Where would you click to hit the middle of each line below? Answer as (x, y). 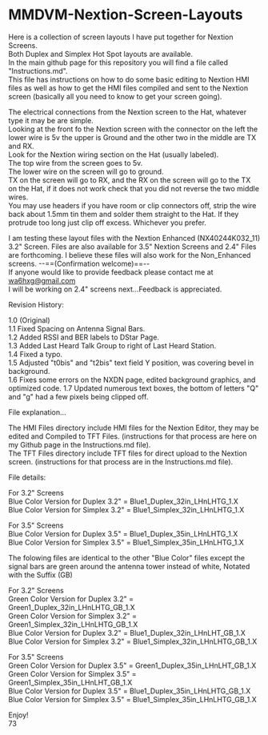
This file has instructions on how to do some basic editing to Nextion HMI (129, 79)
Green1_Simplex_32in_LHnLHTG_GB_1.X (73, 624)
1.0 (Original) (29, 320)
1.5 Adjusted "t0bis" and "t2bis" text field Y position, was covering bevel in (131, 363)
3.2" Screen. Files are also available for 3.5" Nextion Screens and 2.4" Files (132, 247)
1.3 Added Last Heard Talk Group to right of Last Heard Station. (112, 345)
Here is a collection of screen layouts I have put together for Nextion (121, 37)
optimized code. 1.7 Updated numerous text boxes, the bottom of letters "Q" (134, 388)
